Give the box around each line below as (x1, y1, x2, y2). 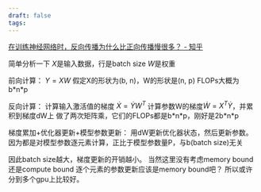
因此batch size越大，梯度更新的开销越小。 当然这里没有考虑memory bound (8, 155, 254, 164)
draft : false (8, 11, 52, 20)
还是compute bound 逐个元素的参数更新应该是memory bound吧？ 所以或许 (8, 164, 253, 175)
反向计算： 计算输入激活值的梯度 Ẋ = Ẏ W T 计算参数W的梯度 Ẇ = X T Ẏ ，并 (8, 100, 247, 111)
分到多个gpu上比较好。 (8, 175, 84, 184)
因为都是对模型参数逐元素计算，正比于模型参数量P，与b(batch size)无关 (8, 138, 244, 148)
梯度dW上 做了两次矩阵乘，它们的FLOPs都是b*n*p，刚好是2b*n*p (21, 111, 240, 121)
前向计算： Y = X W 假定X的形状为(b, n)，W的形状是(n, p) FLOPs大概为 (8, 75, 240, 85)
